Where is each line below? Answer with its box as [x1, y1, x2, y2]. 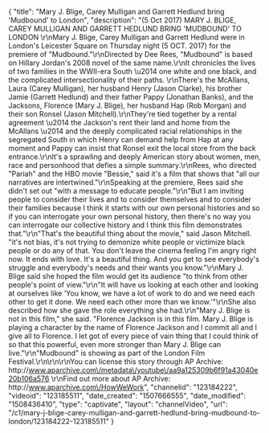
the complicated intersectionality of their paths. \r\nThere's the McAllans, [8, 76, 251, 84]
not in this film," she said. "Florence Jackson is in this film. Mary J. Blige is [8, 314, 254, 324]
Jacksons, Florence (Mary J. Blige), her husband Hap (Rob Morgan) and [8, 100, 247, 110]
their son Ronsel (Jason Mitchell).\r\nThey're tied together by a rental [8, 109, 237, 119]
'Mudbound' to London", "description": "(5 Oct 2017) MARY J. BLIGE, [8, 15, 237, 25]
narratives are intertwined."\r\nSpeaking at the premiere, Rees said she [8, 178, 243, 187]
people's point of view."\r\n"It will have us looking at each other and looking [8, 280, 259, 289]
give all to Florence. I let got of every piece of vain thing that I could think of [8, 331, 259, 341]
